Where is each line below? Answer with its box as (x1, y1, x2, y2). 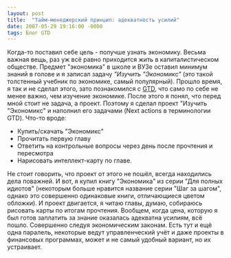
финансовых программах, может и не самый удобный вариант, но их (7, 235, 211, 244)
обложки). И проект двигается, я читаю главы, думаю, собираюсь (7, 199, 203, 207)
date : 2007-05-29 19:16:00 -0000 (7, 23, 103, 30)
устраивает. (7, 243, 43, 251)
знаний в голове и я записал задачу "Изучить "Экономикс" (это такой (7, 70, 213, 78)
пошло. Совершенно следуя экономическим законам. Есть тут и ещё (7, 221, 212, 229)
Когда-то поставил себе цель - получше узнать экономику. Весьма (7, 48, 206, 56)
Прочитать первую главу (16, 135, 91, 143)
